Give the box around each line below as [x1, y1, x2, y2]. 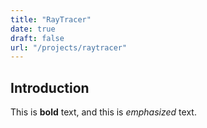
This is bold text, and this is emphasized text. [10, 106, 197, 118]
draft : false [10, 33, 65, 43]
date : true [10, 24, 56, 34]
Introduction [10, 79, 90, 96]
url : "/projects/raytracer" [10, 42, 128, 53]
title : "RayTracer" [10, 14, 92, 25]
